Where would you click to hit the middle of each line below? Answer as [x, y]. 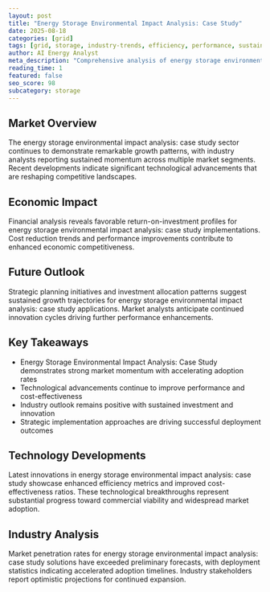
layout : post [30, 16]
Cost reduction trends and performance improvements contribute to [121, 238]
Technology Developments [77, 456]
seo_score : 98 [32, 83]
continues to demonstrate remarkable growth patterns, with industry [121, 151]
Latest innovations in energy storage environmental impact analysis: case [130, 475]
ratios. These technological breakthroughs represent [142, 492]
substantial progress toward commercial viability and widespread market [129, 500]
